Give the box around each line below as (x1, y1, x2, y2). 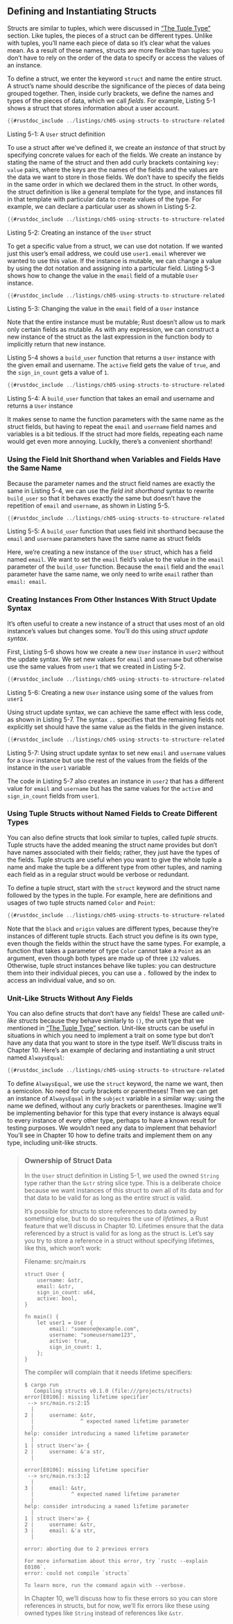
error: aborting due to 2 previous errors (24, 1546, 149, 1552)
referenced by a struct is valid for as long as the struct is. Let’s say (24, 1229, 214, 1238)
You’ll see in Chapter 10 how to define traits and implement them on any (7, 1131, 213, 1139)
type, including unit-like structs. (7, 1138, 98, 1146)
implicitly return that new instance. (7, 340, 106, 349)
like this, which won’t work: (24, 1244, 102, 1253)
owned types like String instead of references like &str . (24, 1609, 184, 1617)
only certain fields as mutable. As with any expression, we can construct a (7, 326, 220, 334)
